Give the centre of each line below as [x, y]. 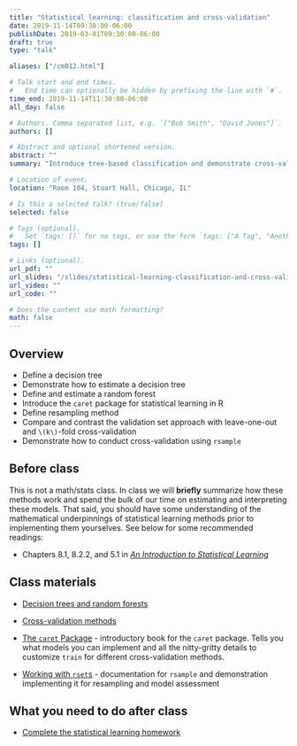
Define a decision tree [62, 375]
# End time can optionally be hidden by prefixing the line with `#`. [146, 90]
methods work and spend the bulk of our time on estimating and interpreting [148, 499]
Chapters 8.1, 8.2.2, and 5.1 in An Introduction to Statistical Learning [145, 554]
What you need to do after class [99, 711]
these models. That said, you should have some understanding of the [135, 509]
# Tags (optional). [45, 228]
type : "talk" [33, 51]
